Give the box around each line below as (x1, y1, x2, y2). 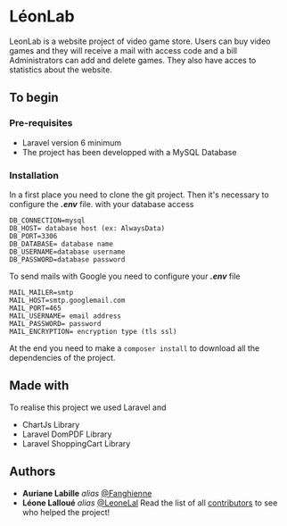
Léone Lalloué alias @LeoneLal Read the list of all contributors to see (21, 497, 278, 508)
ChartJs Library (21, 419, 80, 430)
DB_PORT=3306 (9, 231, 58, 240)
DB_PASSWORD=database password (9, 255, 126, 264)
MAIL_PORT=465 (9, 304, 62, 313)
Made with (9, 378, 70, 394)
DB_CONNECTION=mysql (9, 216, 86, 225)
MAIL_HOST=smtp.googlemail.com (9, 296, 126, 305)
